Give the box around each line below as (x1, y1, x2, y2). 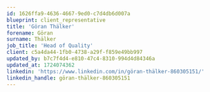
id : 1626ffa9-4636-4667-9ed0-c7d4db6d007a (6, 10, 131, 17)
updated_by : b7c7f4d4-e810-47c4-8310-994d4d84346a (6, 55, 155, 62)
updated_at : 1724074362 (6, 62, 75, 68)
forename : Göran (6, 29, 53, 37)
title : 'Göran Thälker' (6, 23, 75, 30)
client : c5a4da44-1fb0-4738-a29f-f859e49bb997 (6, 49, 143, 56)
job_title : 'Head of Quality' (6, 42, 94, 49)
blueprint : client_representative (6, 17, 106, 24)
